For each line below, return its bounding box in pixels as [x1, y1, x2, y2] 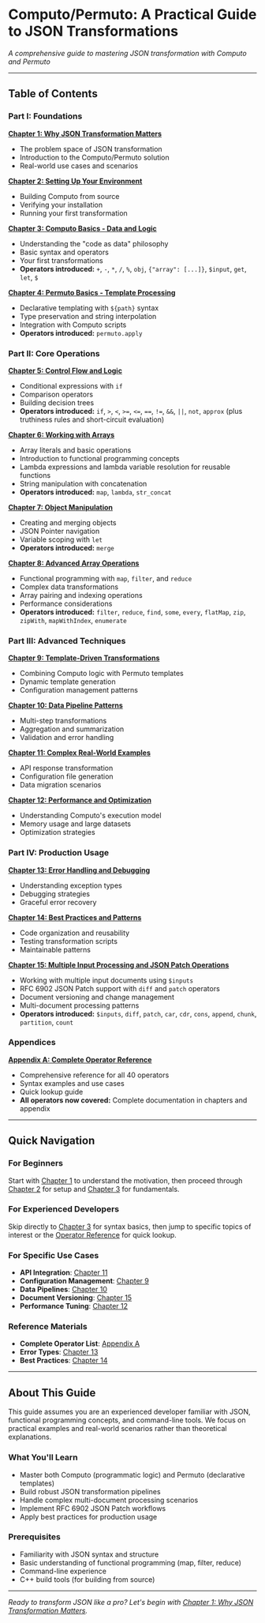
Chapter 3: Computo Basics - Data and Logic [8, 224, 158, 233]
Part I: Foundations [8, 111, 83, 122]
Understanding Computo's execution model [19, 811, 162, 821]
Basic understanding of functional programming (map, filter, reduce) [19, 1557, 242, 1567]
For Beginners [8, 1158, 63, 1169]
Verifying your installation [19, 200, 103, 209]
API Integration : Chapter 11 [19, 1268, 108, 1277]
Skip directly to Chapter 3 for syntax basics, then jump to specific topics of [8, 1222, 252, 1231]
